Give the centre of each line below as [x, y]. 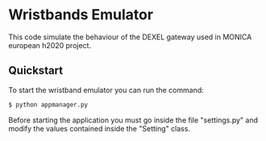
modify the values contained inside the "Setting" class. [100, 128]
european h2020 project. [50, 45]
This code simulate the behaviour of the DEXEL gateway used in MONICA [130, 37]
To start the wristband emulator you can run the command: [106, 90]
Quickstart [36, 71]
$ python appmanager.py [48, 105]
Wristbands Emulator [81, 15]
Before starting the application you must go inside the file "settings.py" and [133, 120]
